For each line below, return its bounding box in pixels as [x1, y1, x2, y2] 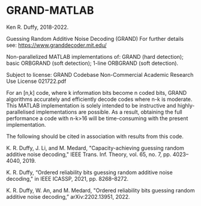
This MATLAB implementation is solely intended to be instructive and [6, 101, 176, 109]
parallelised [6, 108, 35, 115]
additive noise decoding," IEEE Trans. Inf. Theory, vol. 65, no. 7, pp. [6, 151, 172, 158]
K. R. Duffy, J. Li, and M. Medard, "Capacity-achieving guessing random [6, 144, 184, 151]
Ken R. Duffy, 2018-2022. [6, 23, 69, 31]
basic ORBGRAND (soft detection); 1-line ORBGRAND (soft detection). [6, 59, 179, 67]
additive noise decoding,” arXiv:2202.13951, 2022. [6, 193, 130, 200]
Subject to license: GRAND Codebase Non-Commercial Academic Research [6, 71, 194, 78]
